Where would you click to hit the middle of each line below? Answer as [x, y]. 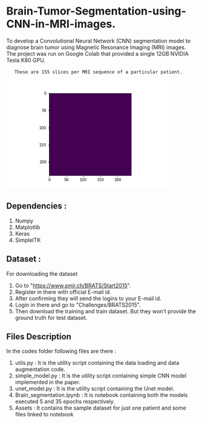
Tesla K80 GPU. [26, 60]
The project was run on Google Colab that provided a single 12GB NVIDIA [97, 53]
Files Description [39, 337]
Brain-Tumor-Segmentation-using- [96, 11]
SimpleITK [28, 240]
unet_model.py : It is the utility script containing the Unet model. [95, 388]
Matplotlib [28, 227]
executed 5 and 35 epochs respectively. [65, 402]
